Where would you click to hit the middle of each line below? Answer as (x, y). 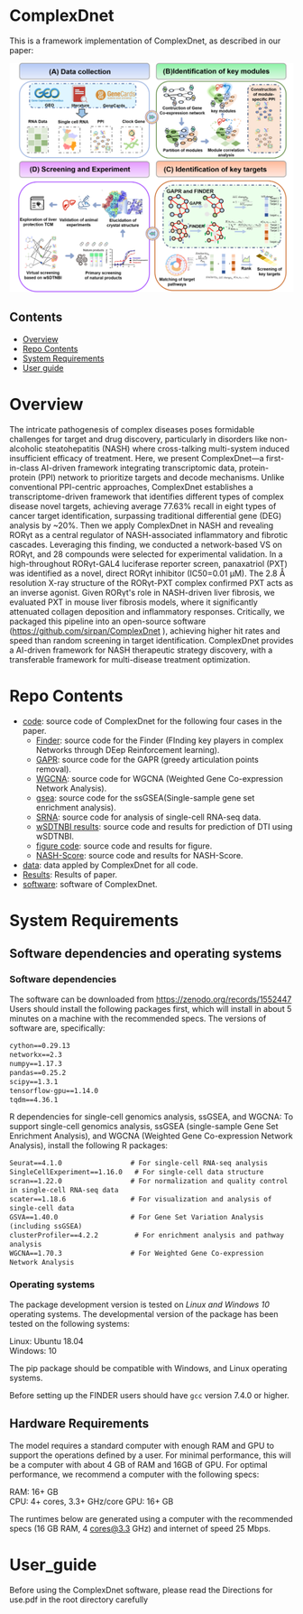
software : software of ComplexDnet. (90, 884)
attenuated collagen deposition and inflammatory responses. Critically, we (147, 611)
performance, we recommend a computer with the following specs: (134, 1474)
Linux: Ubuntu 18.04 (46, 1340)
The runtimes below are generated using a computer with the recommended (151, 1518)
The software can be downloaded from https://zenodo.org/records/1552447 (151, 999)
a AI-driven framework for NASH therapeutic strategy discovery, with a (141, 650)
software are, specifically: (57, 1028)
